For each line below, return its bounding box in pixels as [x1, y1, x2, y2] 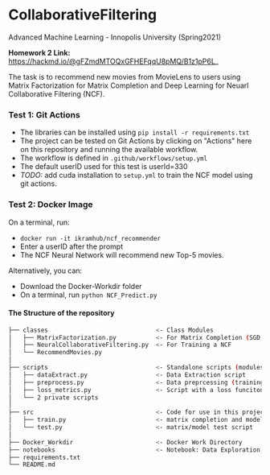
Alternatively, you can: [8, 266, 83, 275]
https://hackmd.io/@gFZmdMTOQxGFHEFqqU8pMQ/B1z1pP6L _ [8, 56, 219, 66]
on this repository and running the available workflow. [19, 145, 198, 155]
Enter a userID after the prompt [19, 242, 123, 251]
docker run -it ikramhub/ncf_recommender [19, 234, 161, 242]
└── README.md [8, 461, 56, 469]
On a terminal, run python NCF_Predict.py [19, 290, 157, 299]
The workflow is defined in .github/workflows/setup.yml [19, 153, 207, 163]
